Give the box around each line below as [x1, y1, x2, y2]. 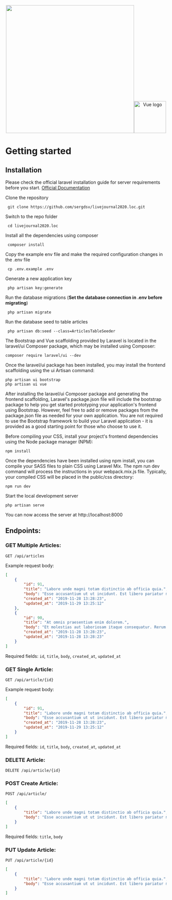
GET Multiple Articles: [5, 542, 61, 549]
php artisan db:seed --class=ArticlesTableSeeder [7, 329, 116, 334]
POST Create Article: [5, 780, 58, 787]
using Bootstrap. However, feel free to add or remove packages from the [5, 407, 159, 413]
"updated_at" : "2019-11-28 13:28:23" [24, 634, 104, 639]
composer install [7, 242, 45, 247]
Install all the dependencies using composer [5, 232, 99, 238]
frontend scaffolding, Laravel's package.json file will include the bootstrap [5, 396, 162, 402]
